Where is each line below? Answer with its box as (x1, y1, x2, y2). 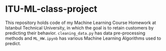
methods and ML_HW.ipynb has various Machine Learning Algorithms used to (5, 35, 161, 41)
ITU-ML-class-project (5, 3, 98, 15)
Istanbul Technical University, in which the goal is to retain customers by (5, 25, 154, 30)
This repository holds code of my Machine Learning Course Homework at (5, 20, 156, 25)
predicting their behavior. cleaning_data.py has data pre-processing (5, 30, 146, 36)
